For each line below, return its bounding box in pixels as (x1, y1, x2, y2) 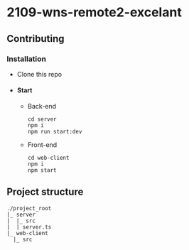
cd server (27, 116, 58, 123)
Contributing (6, 33, 65, 45)
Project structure (6, 186, 84, 198)
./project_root (6, 205, 52, 212)
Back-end (27, 102, 57, 111)
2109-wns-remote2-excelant (6, 4, 182, 21)
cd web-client (27, 154, 70, 162)
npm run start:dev (27, 129, 82, 136)
